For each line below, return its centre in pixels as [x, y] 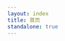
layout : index [28, 14]
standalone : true [33, 26]
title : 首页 [24, 20]
